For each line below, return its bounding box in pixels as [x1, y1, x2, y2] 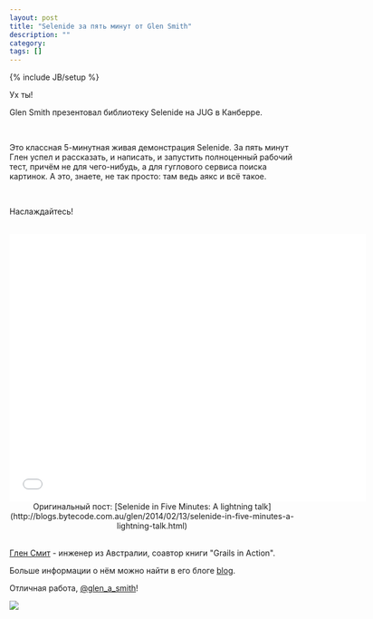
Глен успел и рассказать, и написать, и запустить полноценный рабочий [9, 151, 292, 163]
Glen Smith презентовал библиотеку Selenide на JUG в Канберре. [9, 107, 263, 118]
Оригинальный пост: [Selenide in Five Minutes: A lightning [33, 501, 253, 512]
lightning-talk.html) [116, 520, 188, 531]
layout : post [9, 13, 59, 23]
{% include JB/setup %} [9, 72, 100, 82]
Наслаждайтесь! [9, 206, 74, 218]
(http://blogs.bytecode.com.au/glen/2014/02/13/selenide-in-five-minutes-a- [10, 511, 294, 522]
